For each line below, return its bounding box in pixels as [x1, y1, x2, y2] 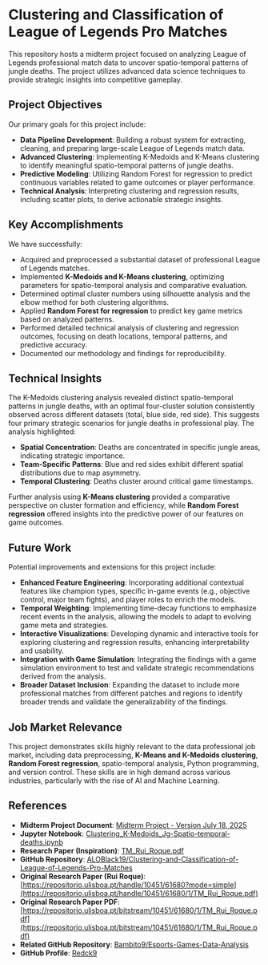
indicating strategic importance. [19, 451, 126, 460]
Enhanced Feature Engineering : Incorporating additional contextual [19, 578, 244, 587]
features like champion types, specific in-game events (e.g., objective [19, 586, 250, 596]
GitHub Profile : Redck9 [19, 948, 98, 958]
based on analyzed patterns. [19, 314, 114, 324]
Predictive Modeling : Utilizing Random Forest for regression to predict [19, 168, 253, 178]
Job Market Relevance [8, 720, 122, 734]
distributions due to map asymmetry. [19, 468, 142, 478]
